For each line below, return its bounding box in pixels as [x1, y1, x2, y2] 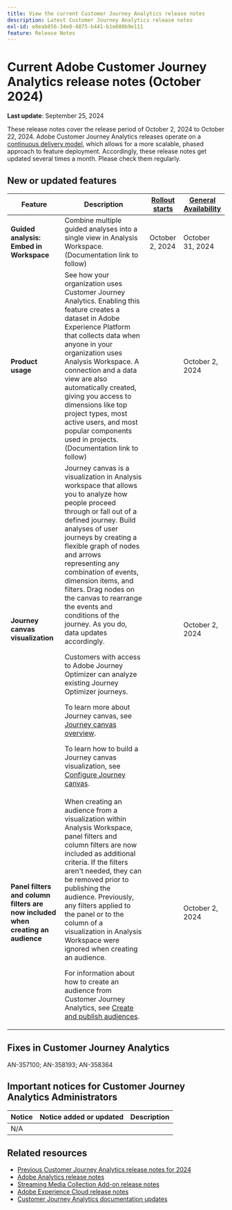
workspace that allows [64, 481, 138, 490]
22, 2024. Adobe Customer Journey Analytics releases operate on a [7, 132, 202, 141]
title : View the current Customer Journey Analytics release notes [7, 10, 206, 17]
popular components [64, 426, 133, 435]
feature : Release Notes [7, 29, 76, 37]
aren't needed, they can [64, 866, 142, 875]
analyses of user [64, 524, 119, 534]
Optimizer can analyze [64, 669, 137, 679]
